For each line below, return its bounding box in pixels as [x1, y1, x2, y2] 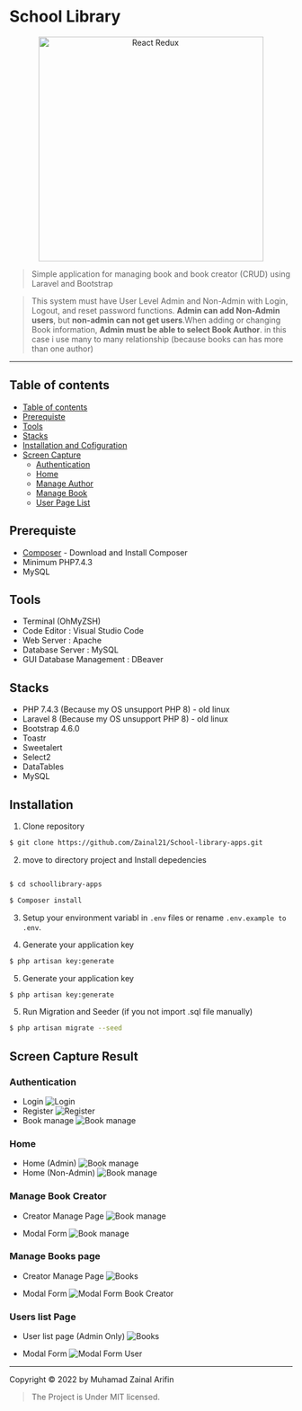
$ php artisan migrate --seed [9, 1024, 123, 1033]
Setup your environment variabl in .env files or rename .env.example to [22, 912, 287, 923]
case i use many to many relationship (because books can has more [31, 333, 284, 344]
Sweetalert [22, 742, 63, 753]
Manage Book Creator [9, 1190, 107, 1202]
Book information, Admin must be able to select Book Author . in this [31, 324, 287, 334]
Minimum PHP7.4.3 [22, 556, 93, 567]
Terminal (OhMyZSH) [22, 616, 102, 626]
